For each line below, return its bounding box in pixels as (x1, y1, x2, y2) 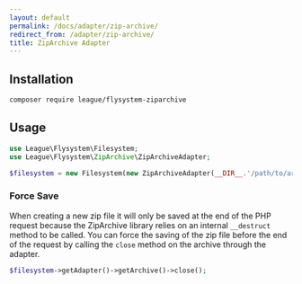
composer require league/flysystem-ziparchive (9, 95, 187, 104)
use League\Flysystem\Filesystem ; (9, 144, 139, 153)
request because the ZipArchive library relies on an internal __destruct (9, 219, 271, 230)
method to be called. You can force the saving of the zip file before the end (9, 229, 288, 240)
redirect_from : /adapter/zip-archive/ (9, 30, 155, 39)
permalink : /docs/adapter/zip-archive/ (9, 22, 159, 31)
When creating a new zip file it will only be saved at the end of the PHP (9, 210, 271, 221)
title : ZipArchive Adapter (9, 38, 111, 48)
